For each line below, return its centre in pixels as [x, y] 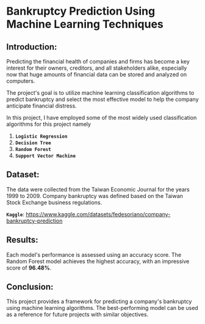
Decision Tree [33, 143]
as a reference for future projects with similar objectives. [77, 315]
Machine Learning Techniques [85, 24]
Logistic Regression [41, 136]
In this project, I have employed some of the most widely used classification [102, 118]
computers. [21, 81]
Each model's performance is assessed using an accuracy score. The [94, 254]
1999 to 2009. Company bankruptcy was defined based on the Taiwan [95, 196]
